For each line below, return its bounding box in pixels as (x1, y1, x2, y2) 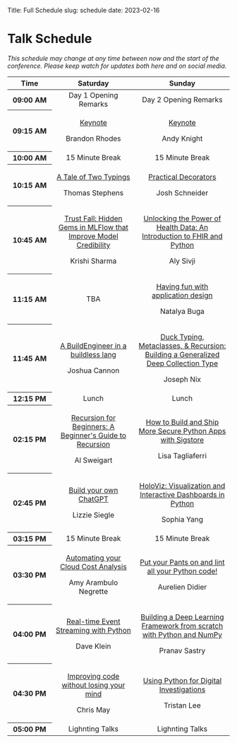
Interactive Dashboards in (140, 489, 225, 499)
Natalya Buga (159, 306, 205, 316)
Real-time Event (66, 616, 121, 626)
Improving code (67, 671, 120, 681)
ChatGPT (78, 494, 109, 504)
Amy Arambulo (68, 578, 119, 587)
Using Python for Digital (142, 675, 222, 685)
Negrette (78, 586, 108, 596)
